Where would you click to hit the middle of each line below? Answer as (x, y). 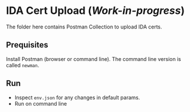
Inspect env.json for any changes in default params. (77, 97)
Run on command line (41, 103)
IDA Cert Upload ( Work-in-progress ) (95, 11)
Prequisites (27, 45)
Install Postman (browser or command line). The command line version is (94, 59)
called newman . (23, 65)
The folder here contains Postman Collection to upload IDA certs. (84, 27)
